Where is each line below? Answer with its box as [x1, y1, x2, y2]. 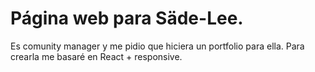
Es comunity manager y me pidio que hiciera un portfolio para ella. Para [10, 40, 305, 52]
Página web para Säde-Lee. [10, 7, 244, 30]
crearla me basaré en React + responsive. [10, 50, 183, 62]
